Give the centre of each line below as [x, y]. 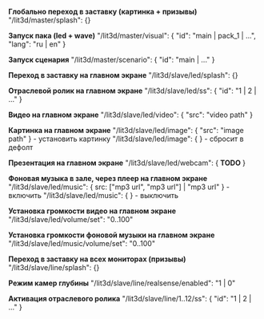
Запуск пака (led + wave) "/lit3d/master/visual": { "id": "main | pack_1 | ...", [132, 36]
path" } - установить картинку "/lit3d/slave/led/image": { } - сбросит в [126, 139]
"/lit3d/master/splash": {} [50, 20]
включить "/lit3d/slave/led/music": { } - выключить [93, 195]
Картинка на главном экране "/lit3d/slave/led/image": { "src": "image [126, 130]
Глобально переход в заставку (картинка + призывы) [103, 12]
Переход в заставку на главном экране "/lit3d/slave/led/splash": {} [123, 75]
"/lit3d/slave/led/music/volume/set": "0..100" [82, 243]
